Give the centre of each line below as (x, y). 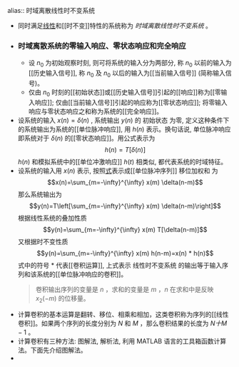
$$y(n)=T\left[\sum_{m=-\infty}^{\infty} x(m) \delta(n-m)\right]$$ (125, 206)
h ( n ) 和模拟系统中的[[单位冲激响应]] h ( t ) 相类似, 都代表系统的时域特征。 (122, 161)
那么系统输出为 (40, 194)
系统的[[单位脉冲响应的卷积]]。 (82, 274)
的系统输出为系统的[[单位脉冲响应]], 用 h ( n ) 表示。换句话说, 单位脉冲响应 (124, 129)
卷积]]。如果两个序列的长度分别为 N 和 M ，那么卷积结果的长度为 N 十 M (122, 323)
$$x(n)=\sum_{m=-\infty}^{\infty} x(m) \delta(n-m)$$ (125, 182)
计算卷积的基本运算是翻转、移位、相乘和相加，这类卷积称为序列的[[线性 (123, 315)
